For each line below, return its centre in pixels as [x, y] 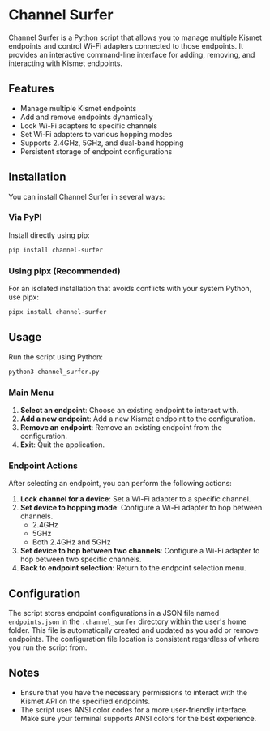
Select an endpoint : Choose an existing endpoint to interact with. [129, 410]
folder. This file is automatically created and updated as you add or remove [133, 630]
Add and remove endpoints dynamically [86, 117]
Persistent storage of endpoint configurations [96, 151]
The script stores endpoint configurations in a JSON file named [114, 613]
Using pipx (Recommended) [64, 271]
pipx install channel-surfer [58, 312]
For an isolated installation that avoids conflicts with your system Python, [130, 289]
